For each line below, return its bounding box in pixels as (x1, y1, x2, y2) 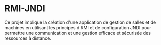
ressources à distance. (4, 35, 52, 41)
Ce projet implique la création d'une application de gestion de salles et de (4, 19, 156, 25)
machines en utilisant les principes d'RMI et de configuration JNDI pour (4, 24, 152, 30)
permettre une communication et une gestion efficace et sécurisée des (4, 30, 151, 36)
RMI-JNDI (4, 3, 45, 14)
